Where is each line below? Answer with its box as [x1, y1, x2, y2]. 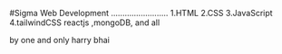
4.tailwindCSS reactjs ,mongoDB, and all [9, 17, 160, 28]
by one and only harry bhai [9, 35, 111, 45]
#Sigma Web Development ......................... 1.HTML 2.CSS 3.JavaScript [9, 8, 274, 18]
